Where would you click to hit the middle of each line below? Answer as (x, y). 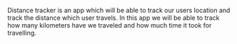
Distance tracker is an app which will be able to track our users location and (119, 10)
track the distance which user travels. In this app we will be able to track (114, 18)
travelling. (22, 33)
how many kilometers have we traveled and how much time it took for (110, 25)
